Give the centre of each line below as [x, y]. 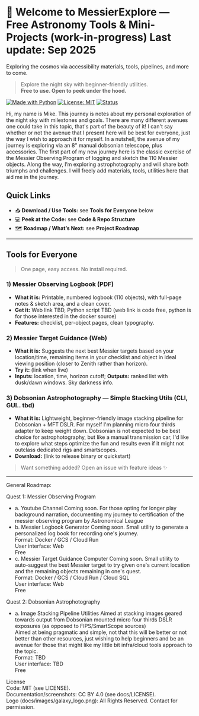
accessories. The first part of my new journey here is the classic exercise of [99, 152]
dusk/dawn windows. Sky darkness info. [64, 382]
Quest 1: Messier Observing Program [51, 497]
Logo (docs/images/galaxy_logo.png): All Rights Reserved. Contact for [92, 701]
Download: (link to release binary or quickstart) [73, 456]
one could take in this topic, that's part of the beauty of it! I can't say [89, 126]
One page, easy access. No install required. [74, 269]
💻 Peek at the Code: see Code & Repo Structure [75, 219]
